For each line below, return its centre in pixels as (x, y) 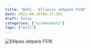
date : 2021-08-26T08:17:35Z (34, 14)
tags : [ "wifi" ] (21, 28)
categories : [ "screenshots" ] (35, 23)
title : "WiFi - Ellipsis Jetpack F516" (46, 9)
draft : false (18, 18)
